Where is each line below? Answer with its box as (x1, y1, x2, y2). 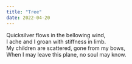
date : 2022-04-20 (6, 15, 50, 21)
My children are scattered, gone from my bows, (6, 44, 126, 52)
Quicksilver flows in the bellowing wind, (6, 31, 106, 38)
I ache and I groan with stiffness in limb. (6, 38, 106, 45)
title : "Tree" (6, 9, 43, 15)
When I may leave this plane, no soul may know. (6, 51, 127, 58)
